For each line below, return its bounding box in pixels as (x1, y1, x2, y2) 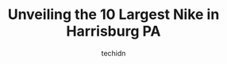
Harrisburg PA (66, 22, 161, 40)
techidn (101, 48, 126, 58)
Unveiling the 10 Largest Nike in (7, 6, 220, 24)
